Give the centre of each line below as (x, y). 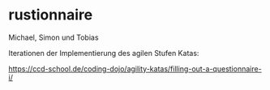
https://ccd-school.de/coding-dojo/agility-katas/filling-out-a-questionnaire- (135, 69)
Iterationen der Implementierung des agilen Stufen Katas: (104, 53)
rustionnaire (51, 15)
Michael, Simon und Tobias (54, 37)
